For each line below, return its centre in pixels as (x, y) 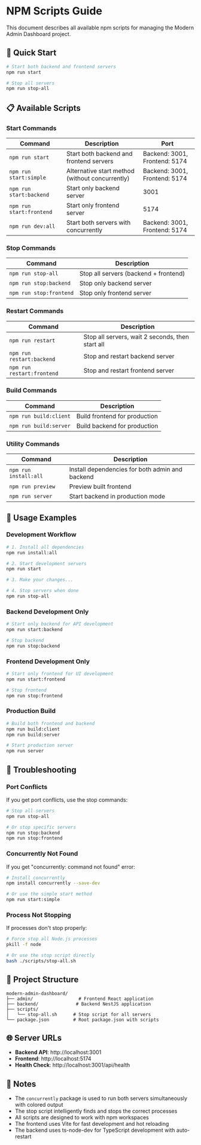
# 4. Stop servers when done (42, 591)
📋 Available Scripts (43, 108)
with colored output (39, 1105)
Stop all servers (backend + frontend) (132, 274)
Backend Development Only (48, 611)
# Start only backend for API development (60, 624)
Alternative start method (100, 171)
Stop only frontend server (115, 293)
